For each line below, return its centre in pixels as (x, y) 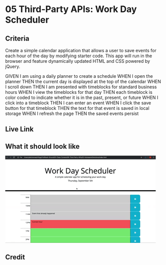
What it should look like (42, 146)
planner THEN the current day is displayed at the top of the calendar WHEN (83, 82)
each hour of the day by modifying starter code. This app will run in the (79, 56)
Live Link (20, 129)
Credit (15, 257)
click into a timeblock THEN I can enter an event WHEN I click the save (78, 103)
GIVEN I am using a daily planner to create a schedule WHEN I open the (79, 76)
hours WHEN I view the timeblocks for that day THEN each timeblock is (79, 92)
